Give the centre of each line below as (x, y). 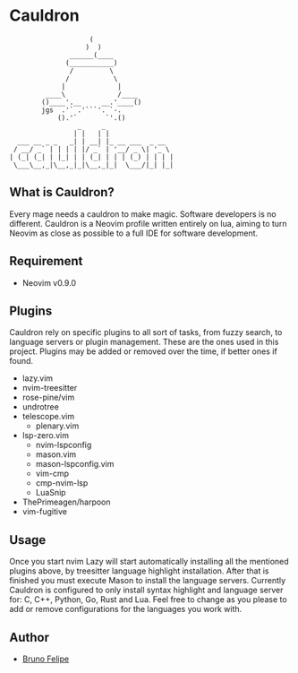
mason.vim (56, 454)
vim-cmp (52, 474)
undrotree (41, 407)
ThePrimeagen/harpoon (66, 502)
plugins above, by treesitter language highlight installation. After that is (139, 571)
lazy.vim (38, 378)
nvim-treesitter (50, 388)
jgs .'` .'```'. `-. (82, 110)
